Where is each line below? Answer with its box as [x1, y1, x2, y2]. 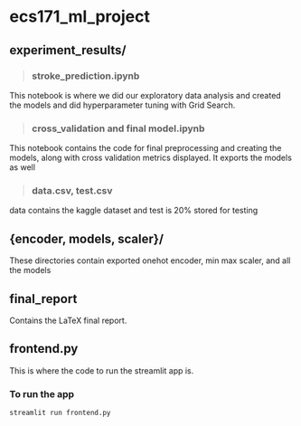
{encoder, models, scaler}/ [9, 231, 165, 246]
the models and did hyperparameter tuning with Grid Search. [9, 99, 236, 110]
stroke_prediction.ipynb [31, 70, 140, 82]
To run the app [9, 387, 75, 400]
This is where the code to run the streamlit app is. [9, 364, 194, 376]
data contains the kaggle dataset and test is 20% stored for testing [9, 205, 259, 216]
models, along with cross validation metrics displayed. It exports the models [9, 152, 292, 164]
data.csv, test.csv [31, 185, 113, 197]
